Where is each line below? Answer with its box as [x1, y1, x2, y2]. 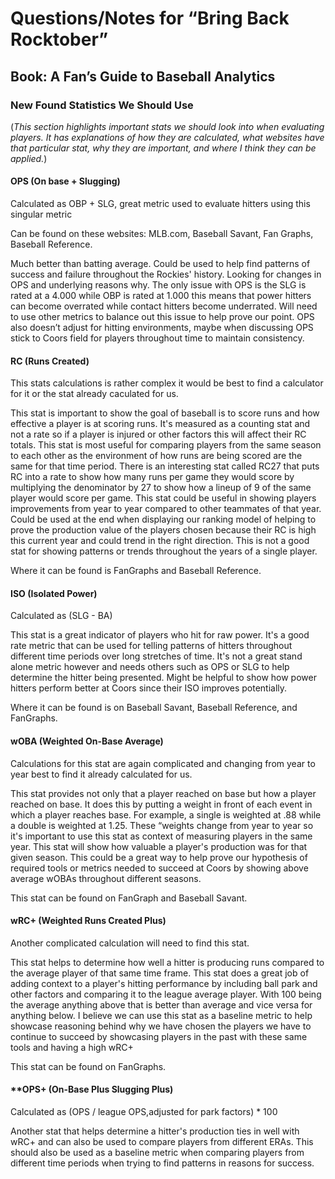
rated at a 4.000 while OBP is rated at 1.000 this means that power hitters [10, 290, 312, 302]
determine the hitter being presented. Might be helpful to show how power [10, 672, 317, 684]
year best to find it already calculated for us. [10, 768, 193, 780]
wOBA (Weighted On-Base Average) [10, 735, 164, 747]
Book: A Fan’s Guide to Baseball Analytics [10, 68, 276, 85]
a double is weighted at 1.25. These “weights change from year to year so [10, 819, 314, 831]
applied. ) [10, 152, 48, 164]
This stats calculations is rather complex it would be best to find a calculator [10, 377, 324, 389]
